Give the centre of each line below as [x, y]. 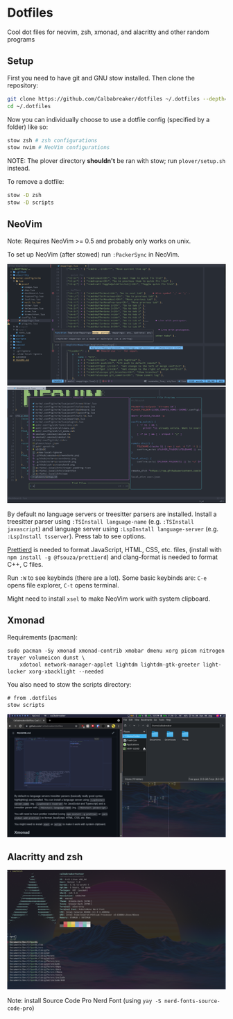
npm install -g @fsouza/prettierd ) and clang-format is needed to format [113, 557]
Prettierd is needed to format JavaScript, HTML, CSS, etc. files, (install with [114, 550]
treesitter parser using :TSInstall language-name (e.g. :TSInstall [101, 522]
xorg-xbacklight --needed [66, 671]
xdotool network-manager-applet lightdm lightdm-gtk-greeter [110, 665]
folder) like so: [28, 127]
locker [17, 671]
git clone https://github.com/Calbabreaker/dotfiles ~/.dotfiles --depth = [118, 99]
